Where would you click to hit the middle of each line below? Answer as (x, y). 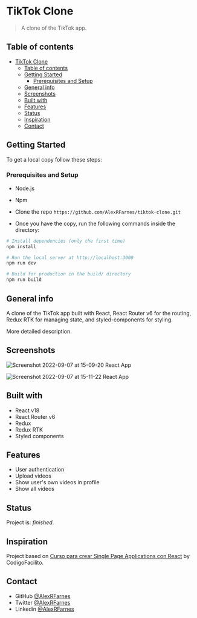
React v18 (27, 410)
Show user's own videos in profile (57, 482)
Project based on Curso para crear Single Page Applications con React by (98, 556)
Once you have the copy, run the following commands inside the (95, 223)
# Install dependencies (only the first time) (66, 241)
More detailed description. (39, 331)
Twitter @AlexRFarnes (43, 602)
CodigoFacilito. (25, 562)
